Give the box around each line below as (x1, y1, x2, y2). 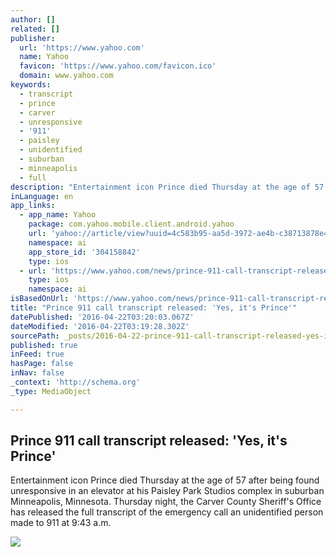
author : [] (10, 14, 56, 25)
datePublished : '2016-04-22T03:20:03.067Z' (10, 312, 195, 322)
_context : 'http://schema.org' (10, 377, 141, 387)
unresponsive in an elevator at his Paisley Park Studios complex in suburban (10, 485, 325, 497)
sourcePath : (10, 331, 60, 341)
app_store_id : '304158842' (28, 247, 141, 257)
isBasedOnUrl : (10, 294, 70, 304)
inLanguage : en (10, 191, 74, 201)
